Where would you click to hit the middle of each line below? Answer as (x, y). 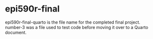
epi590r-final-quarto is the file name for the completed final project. (73, 22)
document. (16, 32)
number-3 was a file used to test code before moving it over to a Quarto (77, 27)
